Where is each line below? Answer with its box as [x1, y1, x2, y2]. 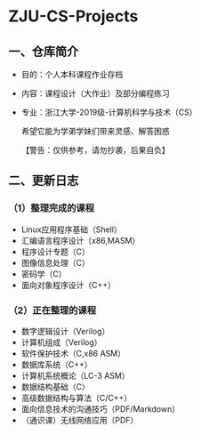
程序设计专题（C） [20, 246, 91, 257]
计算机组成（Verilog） [20, 336, 103, 348]
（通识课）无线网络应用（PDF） [20, 414, 139, 425]
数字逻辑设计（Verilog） [20, 325, 110, 336]
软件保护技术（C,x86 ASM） [20, 348, 126, 358]
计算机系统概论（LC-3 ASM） [20, 370, 130, 381]
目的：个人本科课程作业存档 [20, 69, 124, 79]
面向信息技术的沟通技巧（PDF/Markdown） [20, 403, 180, 414]
